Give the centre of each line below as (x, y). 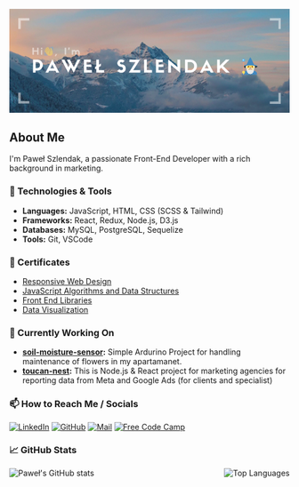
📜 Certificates (40, 262)
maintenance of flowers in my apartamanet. (102, 362)
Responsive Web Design (67, 281)
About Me (37, 137)
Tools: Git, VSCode (57, 239)
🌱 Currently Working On (62, 332)
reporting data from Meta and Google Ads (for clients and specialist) (147, 380)
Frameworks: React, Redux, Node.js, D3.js (100, 220)
